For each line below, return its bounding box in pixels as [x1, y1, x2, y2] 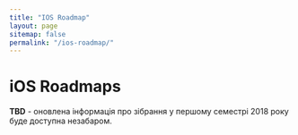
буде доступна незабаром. [9, 115, 112, 126]
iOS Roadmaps [9, 77, 121, 97]
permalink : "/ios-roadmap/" [9, 38, 115, 47]
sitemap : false [9, 30, 66, 38]
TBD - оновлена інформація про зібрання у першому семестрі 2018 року [9, 106, 289, 117]
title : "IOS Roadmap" [9, 13, 91, 22]
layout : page [9, 21, 58, 30]
